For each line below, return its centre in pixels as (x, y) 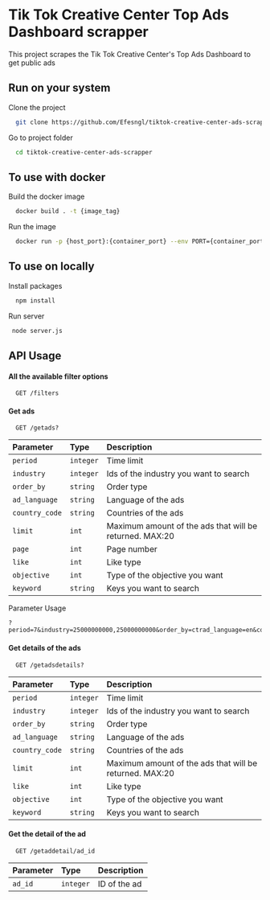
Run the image (32, 227)
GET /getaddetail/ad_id (55, 851)
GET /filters (37, 393)
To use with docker (57, 177)
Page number (132, 549)
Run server (27, 316)
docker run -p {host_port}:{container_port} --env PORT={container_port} (141, 242)
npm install (36, 300)
